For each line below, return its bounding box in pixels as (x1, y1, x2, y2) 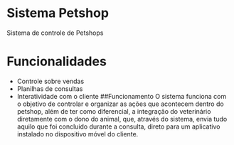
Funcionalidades (6, 53, 107, 70)
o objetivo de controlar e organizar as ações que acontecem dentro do (16, 100, 225, 108)
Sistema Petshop (6, 5, 110, 21)
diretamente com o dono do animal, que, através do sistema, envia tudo (16, 114, 228, 123)
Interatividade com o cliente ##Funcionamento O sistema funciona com (16, 92, 227, 100)
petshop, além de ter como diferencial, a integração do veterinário (16, 107, 211, 115)
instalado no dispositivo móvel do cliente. (16, 129, 139, 138)
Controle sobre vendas (16, 77, 85, 85)
